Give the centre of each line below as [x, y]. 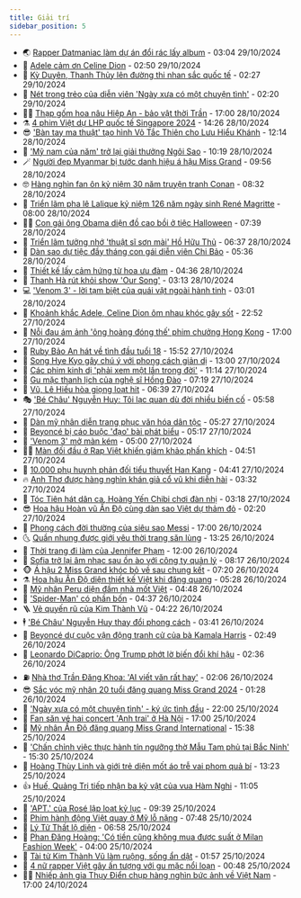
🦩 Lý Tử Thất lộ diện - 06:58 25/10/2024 [97, 827]
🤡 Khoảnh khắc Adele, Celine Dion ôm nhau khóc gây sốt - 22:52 [142, 312]
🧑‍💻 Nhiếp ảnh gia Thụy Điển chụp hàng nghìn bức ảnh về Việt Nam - [149, 875]
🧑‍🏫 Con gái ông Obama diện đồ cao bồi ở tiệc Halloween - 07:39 [142, 222]
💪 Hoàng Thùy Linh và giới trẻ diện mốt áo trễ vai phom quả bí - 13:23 [151, 766]
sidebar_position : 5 [48, 26]
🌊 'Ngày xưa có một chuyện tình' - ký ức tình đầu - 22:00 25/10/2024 [150, 708]
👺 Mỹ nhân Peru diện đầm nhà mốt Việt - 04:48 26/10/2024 [133, 588]
